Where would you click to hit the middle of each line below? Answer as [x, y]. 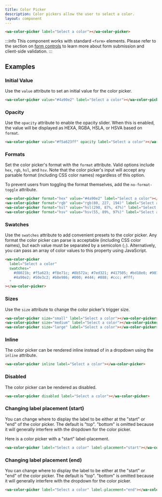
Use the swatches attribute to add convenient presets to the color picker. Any [81, 235]
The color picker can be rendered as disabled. [51, 387]
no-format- [142, 185]
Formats [15, 154]
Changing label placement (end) [43, 460]
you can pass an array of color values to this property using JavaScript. [76, 250]
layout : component [23, 18]
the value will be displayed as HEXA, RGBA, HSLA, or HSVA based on [74, 128]
